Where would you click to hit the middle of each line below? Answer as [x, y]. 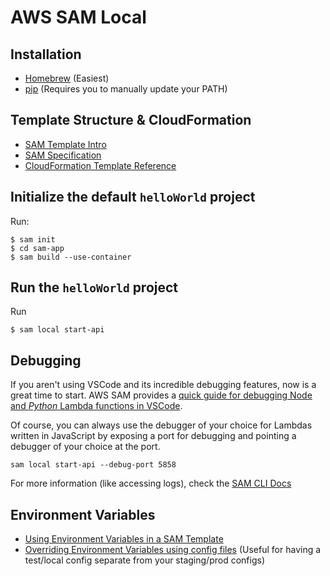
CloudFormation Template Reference [100, 165]
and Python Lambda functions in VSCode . [96, 406]
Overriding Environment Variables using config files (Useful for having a [173, 550]
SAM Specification [63, 155]
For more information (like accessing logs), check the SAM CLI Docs [151, 483]
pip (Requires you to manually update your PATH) [126, 89]
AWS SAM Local [78, 17]
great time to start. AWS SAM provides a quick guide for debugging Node [161, 395]
